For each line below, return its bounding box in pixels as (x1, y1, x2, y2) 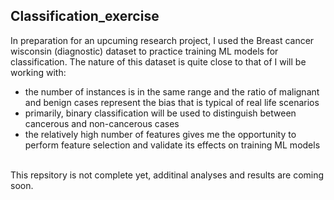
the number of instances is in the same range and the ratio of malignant (24, 85, 320, 98)
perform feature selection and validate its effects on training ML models (24, 139, 321, 151)
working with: (10, 66, 67, 78)
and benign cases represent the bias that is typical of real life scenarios (24, 96, 320, 108)
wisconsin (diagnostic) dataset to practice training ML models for (10, 45, 279, 57)
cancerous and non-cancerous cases (24, 117, 180, 129)
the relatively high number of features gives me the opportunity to (24, 128, 297, 140)
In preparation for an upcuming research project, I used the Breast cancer (10, 34, 315, 46)
